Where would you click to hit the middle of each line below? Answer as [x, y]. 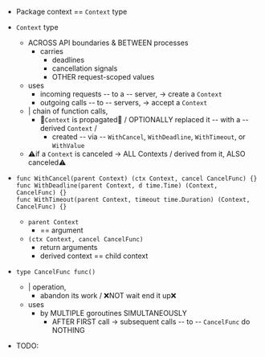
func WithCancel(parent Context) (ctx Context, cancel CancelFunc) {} [137, 178]
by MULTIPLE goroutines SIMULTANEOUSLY [113, 313]
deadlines [68, 60]
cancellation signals [85, 68]
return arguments [69, 247]
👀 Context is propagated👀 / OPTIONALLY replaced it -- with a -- [144, 119]
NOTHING [69, 330]
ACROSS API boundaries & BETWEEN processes [108, 43]
